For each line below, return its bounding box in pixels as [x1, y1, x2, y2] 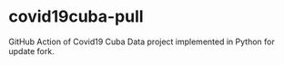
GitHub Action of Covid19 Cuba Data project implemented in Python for [8, 36, 275, 47]
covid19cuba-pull [8, 6, 144, 27]
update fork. [8, 45, 56, 56]
